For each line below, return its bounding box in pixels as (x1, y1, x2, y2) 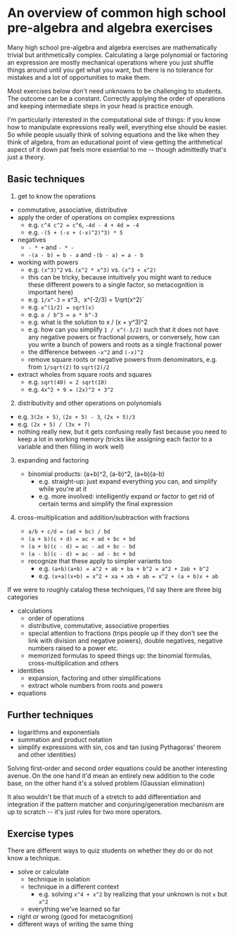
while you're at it (38, 484, 87, 493)
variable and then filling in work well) (17, 442, 125, 451)
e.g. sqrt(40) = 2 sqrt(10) (27, 377, 108, 386)
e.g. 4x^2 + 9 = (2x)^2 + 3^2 (27, 385, 114, 394)
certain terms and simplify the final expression (38, 499, 173, 508)
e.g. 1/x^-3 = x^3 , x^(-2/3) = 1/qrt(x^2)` (27, 295, 144, 303)
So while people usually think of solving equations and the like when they (7, 130, 220, 139)
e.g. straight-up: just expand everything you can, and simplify (38, 477, 217, 485)
